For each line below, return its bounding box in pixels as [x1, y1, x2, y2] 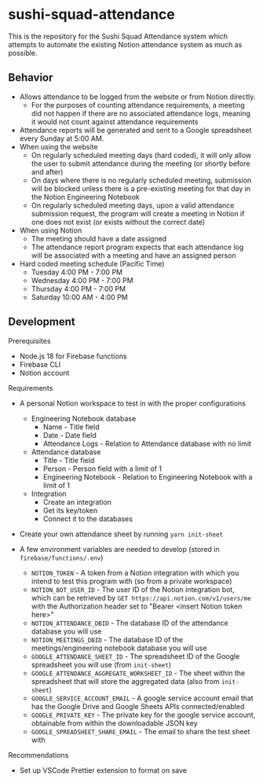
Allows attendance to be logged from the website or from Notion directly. [19, 92, 256, 101]
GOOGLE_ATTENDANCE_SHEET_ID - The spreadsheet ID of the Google [31, 651, 240, 661]
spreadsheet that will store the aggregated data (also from [31, 676, 220, 686]
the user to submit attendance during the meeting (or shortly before [31, 159, 250, 168]
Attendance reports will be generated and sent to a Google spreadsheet [19, 125, 252, 134]
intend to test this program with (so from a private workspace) [31, 576, 232, 586]
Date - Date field [42, 430, 97, 439]
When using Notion [19, 226, 82, 235]
